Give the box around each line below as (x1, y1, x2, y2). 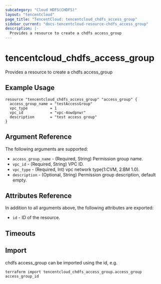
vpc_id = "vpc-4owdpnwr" (9, 110, 86, 115)
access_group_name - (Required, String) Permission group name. (12, 155, 143, 161)
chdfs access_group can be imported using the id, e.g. (5, 259, 117, 265)
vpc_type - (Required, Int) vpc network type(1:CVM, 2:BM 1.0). (12, 166, 140, 172)
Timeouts (5, 229, 36, 238)
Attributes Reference (5, 192, 72, 200)
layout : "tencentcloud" (5, 12, 55, 17)
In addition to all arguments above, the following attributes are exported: (5, 205, 154, 211)
